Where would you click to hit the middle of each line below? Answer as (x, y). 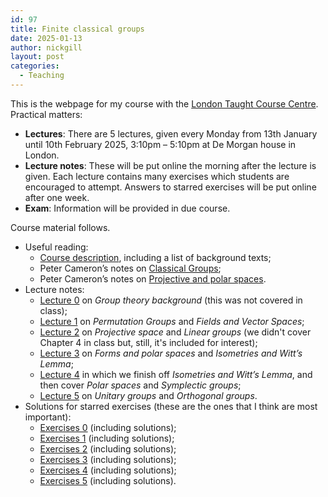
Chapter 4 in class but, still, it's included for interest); (148, 342)
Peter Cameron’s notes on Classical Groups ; (130, 268)
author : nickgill (46, 47)
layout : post (37, 57)
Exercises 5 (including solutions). (108, 480)
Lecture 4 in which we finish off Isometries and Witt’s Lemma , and (176, 374)
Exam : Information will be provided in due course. (127, 208)
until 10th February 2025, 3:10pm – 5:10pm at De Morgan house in (160, 144)
